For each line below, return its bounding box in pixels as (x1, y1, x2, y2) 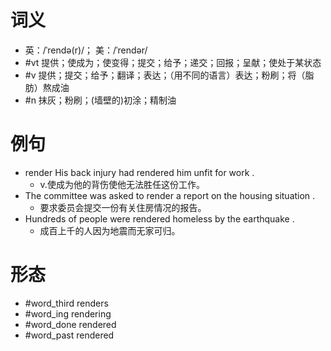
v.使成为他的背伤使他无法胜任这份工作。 (39, 178, 205, 190)
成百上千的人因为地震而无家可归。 (39, 224, 181, 236)
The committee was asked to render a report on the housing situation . (24, 189, 316, 201)
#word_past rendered (24, 329, 115, 341)
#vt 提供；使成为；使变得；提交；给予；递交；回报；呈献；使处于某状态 (24, 56, 322, 68)
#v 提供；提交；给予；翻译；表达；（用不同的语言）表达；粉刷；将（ (24, 69, 306, 81)
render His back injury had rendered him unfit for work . (24, 166, 255, 178)
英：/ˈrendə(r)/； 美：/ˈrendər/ (24, 44, 148, 56)
